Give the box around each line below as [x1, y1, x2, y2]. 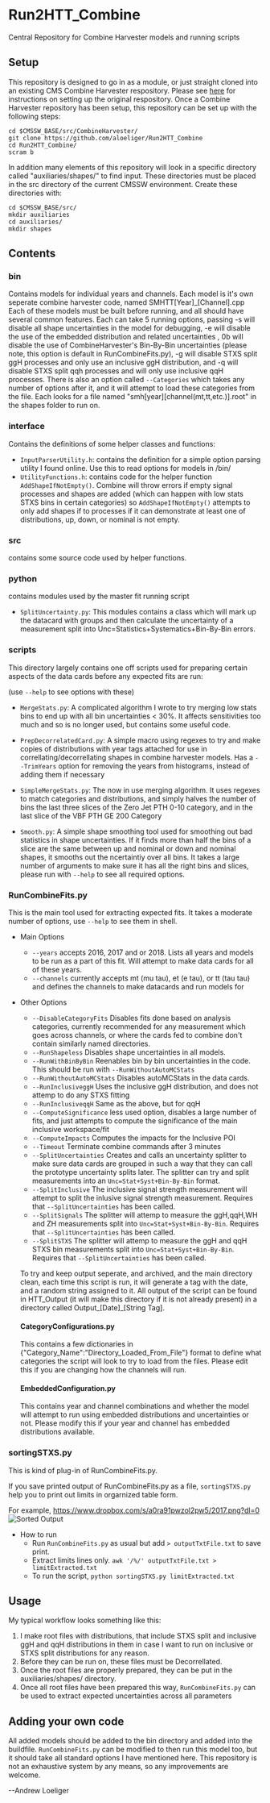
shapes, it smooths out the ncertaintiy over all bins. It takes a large [19, 852, 239, 862]
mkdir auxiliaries [8, 210, 70, 219]
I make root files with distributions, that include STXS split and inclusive [19, 1631, 257, 1641]
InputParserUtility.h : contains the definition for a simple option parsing [19, 454, 261, 464]
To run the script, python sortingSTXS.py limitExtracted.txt [31, 1571, 235, 1580]
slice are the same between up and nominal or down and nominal [19, 843, 236, 853]
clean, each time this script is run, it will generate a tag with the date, [19, 1276, 248, 1287]
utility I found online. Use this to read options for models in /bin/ [19, 463, 231, 473]
